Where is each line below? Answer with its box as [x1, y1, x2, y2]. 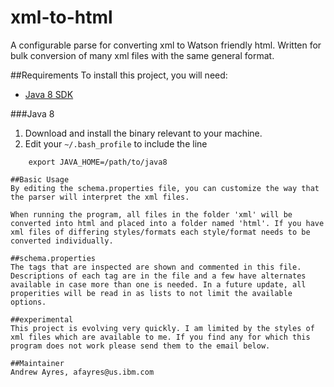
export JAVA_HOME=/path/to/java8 [28, 157, 168, 167]
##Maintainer [10, 358, 65, 368]
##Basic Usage [10, 174, 70, 185]
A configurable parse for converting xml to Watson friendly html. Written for [10, 39, 322, 51]
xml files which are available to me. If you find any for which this [10, 332, 311, 342]
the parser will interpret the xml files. [10, 192, 190, 202]
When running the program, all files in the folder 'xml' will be [10, 209, 293, 220]
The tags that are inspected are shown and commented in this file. [10, 262, 302, 272]
